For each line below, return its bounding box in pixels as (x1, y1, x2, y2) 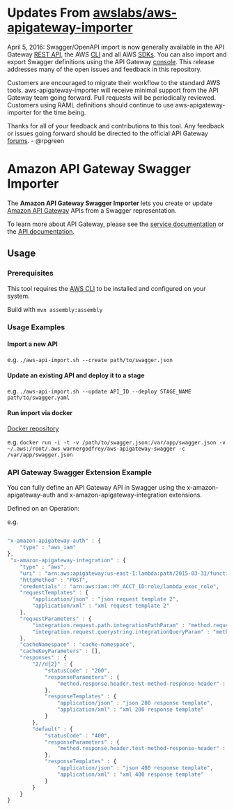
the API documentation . (7, 227, 75, 235)
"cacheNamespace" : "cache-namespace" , (19, 641, 136, 648)
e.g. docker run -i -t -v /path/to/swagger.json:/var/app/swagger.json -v (7, 438, 226, 447)
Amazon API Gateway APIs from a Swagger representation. (7, 206, 177, 214)
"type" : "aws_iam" (19, 544, 77, 551)
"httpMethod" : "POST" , (19, 576, 89, 583)
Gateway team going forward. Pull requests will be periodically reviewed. (7, 93, 217, 102)
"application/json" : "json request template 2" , (32, 596, 179, 603)
